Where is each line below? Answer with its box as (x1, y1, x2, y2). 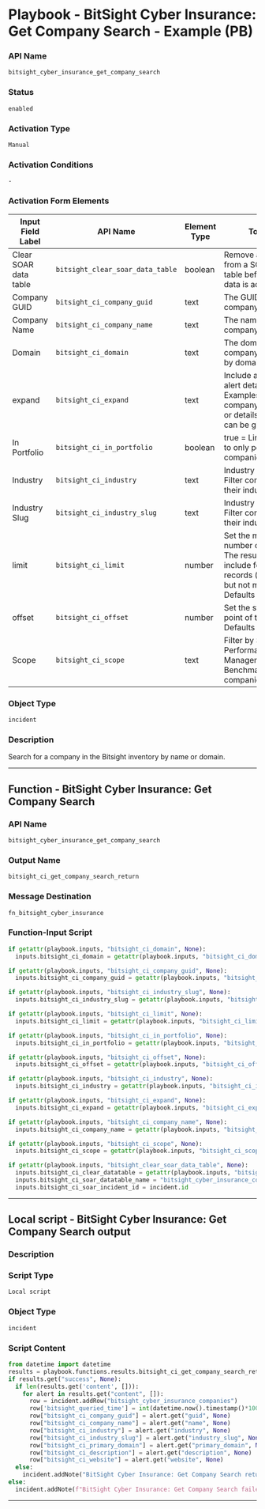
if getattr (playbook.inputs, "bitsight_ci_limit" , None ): (8, 1010, 203, 1018)
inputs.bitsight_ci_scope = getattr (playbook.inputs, (15, 1147, 196, 1155)
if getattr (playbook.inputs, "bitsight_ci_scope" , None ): (8, 1140, 203, 1148)
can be (223, 419, 250, 430)
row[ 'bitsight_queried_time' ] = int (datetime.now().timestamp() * (28, 1405, 248, 1413)
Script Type (8, 1270, 54, 1281)
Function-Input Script (8, 927, 93, 938)
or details (223, 409, 259, 420)
